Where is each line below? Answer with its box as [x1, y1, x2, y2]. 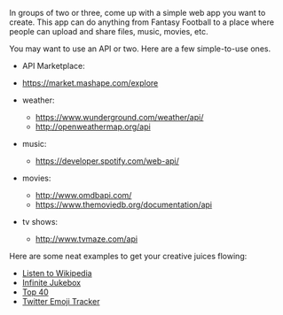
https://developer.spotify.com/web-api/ [35, 156, 180, 166]
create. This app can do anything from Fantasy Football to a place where [9, 17, 275, 27]
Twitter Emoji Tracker [21, 296, 100, 306]
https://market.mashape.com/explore [21, 78, 159, 88]
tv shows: [21, 217, 59, 227]
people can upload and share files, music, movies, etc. [9, 27, 208, 36]
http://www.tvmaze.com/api [35, 234, 138, 244]
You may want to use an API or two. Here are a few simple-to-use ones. [9, 43, 271, 54]
